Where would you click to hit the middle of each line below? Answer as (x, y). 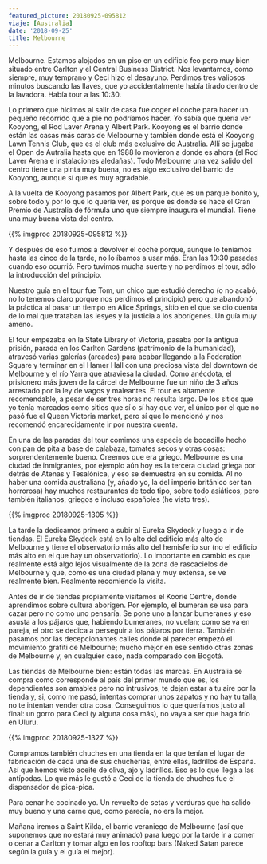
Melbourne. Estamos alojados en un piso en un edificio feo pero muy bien (129, 61)
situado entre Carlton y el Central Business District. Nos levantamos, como (131, 69)
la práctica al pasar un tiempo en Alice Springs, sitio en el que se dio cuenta (133, 307)
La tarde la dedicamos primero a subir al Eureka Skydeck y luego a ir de (126, 531)
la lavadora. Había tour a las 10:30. (65, 95)
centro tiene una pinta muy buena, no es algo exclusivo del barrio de (121, 169)
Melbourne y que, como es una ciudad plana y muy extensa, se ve (117, 573)
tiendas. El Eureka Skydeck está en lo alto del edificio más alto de (116, 539)
